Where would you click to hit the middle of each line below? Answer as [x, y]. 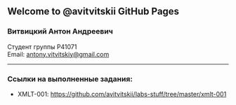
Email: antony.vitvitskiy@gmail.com [58, 54]
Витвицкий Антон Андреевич [60, 31]
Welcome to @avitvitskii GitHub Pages [93, 12]
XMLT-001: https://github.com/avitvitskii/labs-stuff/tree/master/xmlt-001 [122, 94]
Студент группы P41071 [42, 47]
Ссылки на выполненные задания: [70, 78]
